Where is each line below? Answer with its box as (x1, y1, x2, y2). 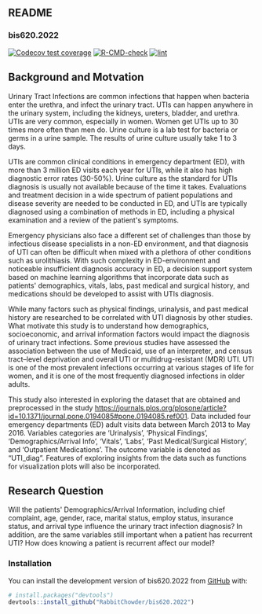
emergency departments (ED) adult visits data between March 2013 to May (8, 420, 251, 429)
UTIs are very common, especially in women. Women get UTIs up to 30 (8, 116, 239, 126)
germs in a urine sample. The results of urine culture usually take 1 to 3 (8, 133, 238, 142)
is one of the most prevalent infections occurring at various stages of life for (8, 362, 254, 372)
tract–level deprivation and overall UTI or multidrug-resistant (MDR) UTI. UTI (8, 354, 255, 364)
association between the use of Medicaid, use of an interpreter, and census (8, 346, 253, 355)
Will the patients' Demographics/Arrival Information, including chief (8, 505, 226, 514)
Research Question (8, 483, 104, 498)
